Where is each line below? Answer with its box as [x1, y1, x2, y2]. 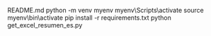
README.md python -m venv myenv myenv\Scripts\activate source [7, 6, 204, 14]
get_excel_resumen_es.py [7, 21, 83, 29]
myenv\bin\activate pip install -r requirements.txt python [7, 13, 171, 22]
